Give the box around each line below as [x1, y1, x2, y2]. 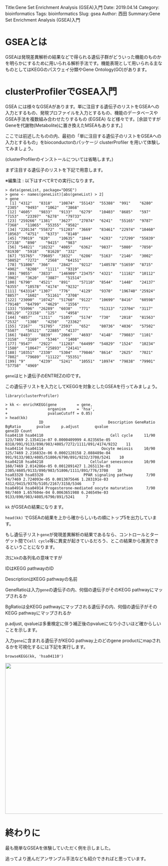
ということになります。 [9, 544, 57, 550]
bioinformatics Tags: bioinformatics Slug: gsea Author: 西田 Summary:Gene [5, 11, 160, 17]
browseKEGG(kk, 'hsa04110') [5, 654, 64, 659]
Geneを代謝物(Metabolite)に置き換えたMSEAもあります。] [5, 122, 123, 128]
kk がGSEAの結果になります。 [5, 504, 66, 510]
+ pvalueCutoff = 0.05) [5, 411, 93, 416]
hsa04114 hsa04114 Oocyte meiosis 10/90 [5, 446, 155, 451]
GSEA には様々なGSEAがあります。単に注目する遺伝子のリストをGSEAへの [5, 103, 160, 109]
